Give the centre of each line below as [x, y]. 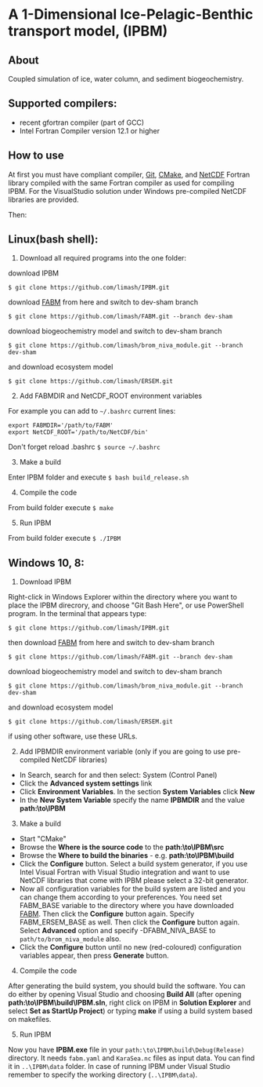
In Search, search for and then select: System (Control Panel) [118, 775]
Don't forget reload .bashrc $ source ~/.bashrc [84, 447]
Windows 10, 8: [46, 563]
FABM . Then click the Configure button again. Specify [107, 914]
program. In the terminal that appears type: [77, 614]
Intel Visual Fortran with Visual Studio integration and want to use [124, 872]
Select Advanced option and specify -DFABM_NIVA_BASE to [117, 931]
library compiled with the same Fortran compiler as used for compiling [121, 183]
